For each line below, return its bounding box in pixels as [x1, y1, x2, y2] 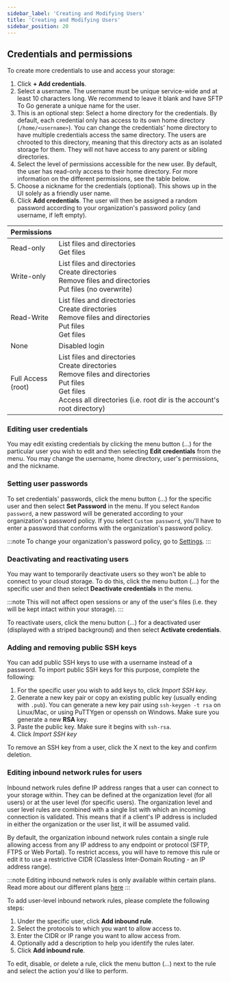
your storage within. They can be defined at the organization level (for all [7, 790, 212, 799]
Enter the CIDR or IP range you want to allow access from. [16, 931, 181, 939]
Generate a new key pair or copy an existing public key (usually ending [16, 694, 217, 702]
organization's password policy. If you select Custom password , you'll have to [7, 516, 222, 525]
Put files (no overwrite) [58, 284, 133, 294]
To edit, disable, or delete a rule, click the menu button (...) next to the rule [7, 959, 216, 968]
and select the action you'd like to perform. [7, 966, 129, 975]
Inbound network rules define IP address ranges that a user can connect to [7, 784, 219, 792]
